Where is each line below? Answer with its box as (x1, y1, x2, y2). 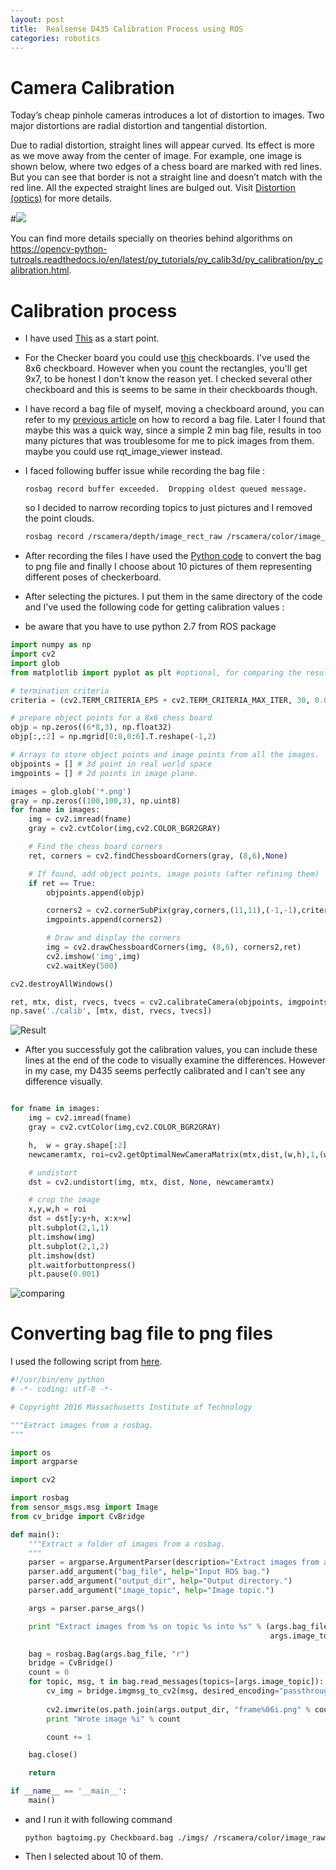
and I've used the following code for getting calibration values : (24, 601, 285, 613)
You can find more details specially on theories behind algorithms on (10, 232, 293, 245)
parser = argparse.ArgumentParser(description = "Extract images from (28, 1557, 320, 1568)
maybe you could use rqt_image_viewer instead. (24, 446, 223, 458)
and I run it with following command (24, 1813, 173, 1825)
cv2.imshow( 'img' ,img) (46, 951, 141, 961)
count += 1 (46, 1732, 92, 1742)
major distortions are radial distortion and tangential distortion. (10, 120, 268, 132)
